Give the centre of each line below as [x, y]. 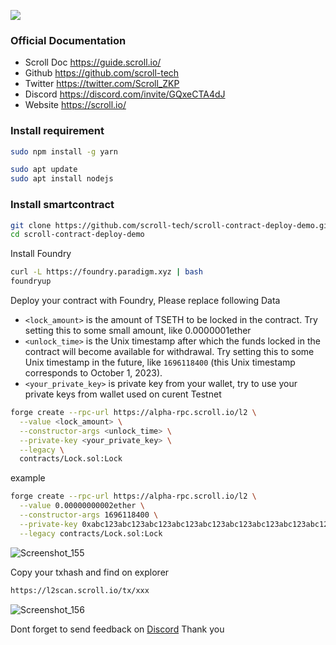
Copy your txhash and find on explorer [90, 572]
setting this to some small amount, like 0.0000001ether [138, 331]
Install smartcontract [62, 205]
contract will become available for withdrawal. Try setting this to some [169, 352]
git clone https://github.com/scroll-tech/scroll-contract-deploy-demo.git [171, 225]
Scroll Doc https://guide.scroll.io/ [93, 62]
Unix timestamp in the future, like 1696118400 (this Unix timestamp [160, 362]
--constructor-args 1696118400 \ [89, 515]
